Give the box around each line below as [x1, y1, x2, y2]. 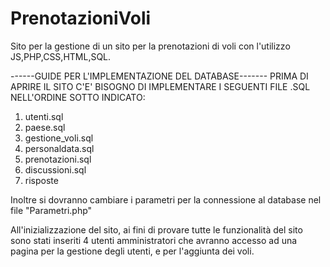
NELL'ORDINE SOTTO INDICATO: [10, 91, 146, 103]
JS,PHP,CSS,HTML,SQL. [10, 50, 112, 62]
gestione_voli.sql [24, 132, 94, 144]
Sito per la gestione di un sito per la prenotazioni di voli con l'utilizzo [10, 40, 291, 52]
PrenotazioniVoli [10, 7, 152, 30]
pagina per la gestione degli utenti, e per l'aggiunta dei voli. [10, 245, 255, 257]
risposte [24, 174, 59, 186]
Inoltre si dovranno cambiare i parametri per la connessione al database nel [10, 193, 322, 206]
